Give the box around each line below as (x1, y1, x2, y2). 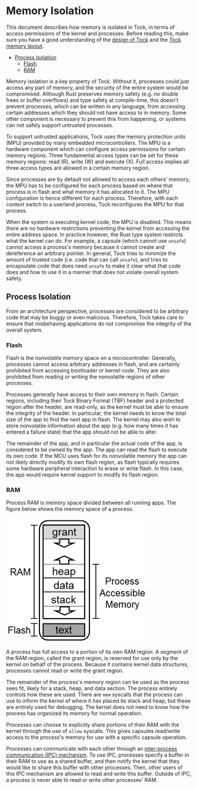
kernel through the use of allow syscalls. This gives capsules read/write (6, 728, 181, 735)
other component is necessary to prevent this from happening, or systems (6, 115, 186, 122)
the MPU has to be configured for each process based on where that (6, 181, 173, 189)
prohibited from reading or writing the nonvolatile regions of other (6, 373, 165, 381)
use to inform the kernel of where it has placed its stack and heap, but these (6, 697, 191, 705)
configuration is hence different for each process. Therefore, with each (6, 194, 178, 202)
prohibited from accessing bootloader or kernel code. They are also (6, 367, 170, 374)
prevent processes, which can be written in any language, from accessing (6, 103, 185, 110)
